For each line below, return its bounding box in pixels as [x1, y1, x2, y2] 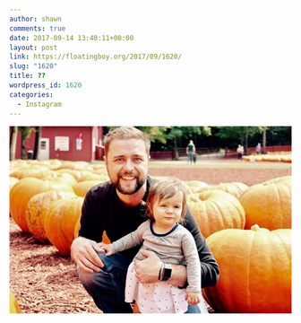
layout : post [9, 43, 58, 52]
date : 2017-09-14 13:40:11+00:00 [9, 33, 134, 42]
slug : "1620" [9, 62, 58, 71]
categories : [9, 90, 54, 99]
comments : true [9, 23, 66, 33]
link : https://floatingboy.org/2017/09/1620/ [9, 52, 182, 62]
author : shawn [9, 14, 63, 23]
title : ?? [9, 72, 47, 81]
